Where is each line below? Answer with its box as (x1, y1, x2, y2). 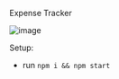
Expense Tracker (9, 8, 72, 18)
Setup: (9, 42, 34, 53)
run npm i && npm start (22, 60, 111, 70)
